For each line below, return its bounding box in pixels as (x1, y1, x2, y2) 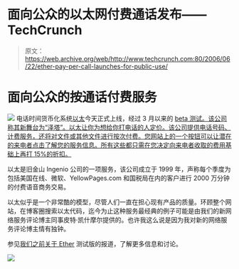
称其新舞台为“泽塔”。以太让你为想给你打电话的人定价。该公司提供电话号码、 (7, 122, 231, 132)
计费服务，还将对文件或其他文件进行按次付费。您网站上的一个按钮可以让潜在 (7, 132, 232, 140)
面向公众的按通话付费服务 (7, 90, 158, 105)
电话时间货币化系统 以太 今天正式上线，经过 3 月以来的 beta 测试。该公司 (16, 114, 228, 122)
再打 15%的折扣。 (19, 149, 72, 158)
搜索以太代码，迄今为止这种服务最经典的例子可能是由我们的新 (44, 206, 225, 215)
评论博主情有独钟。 (13, 224, 70, 233)
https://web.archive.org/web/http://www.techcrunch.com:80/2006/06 (24, 54, 230, 63)
